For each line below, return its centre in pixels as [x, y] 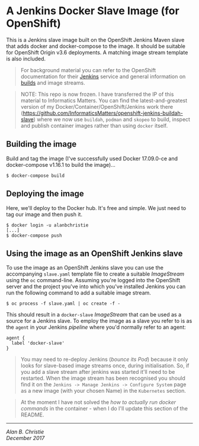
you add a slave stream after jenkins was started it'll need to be [98, 372]
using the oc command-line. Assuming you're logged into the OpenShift [93, 280]
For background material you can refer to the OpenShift [88, 70]
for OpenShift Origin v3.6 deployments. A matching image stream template [97, 52]
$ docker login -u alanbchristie [47, 225]
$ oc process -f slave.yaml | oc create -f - [63, 304]
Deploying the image [45, 194]
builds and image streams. [53, 83]
